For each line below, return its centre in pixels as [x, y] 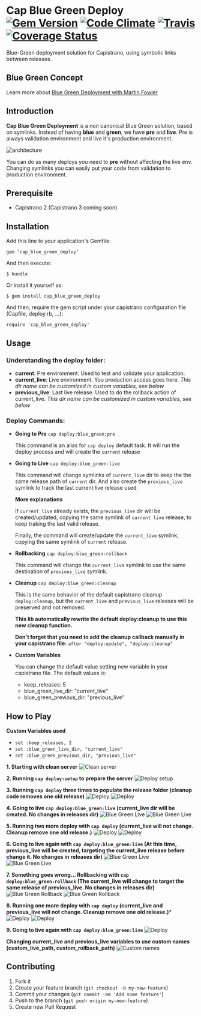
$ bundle [17, 274]
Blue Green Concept [45, 78]
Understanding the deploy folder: [56, 360]
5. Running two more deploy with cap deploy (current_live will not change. [100, 826]
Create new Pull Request [45, 1006]
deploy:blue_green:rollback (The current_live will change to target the [95, 881]
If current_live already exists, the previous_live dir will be [88, 511]
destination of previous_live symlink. [61, 571]
